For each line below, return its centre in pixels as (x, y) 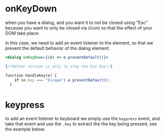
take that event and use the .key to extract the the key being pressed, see (81, 124)
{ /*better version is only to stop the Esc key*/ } (59, 66)
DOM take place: (22, 33)
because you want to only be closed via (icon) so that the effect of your (79, 27)
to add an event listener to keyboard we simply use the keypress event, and (82, 118)
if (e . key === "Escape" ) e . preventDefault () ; (62, 80)
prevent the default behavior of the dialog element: (57, 48)
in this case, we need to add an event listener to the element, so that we (79, 42)
